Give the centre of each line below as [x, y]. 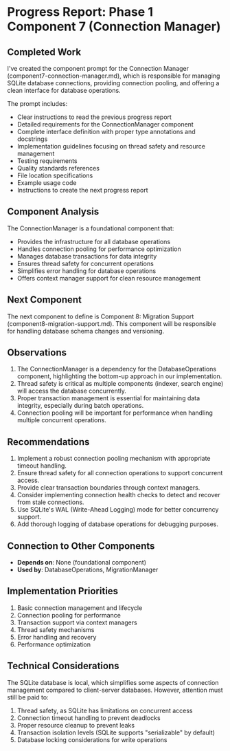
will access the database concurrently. [72, 391]
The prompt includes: [37, 104]
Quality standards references [58, 168]
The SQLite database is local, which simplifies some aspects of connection [113, 682]
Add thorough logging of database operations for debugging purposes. [117, 524]
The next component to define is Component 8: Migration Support [101, 316]
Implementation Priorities [63, 591]
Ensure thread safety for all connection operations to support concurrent [120, 473]
